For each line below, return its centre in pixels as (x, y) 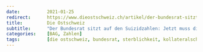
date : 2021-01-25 (40, 12)
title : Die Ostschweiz (46, 23)
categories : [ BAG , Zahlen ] (44, 34)
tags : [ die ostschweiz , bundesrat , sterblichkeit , (84, 39)
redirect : (19, 17)
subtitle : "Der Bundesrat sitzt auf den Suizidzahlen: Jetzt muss (98, 28)
